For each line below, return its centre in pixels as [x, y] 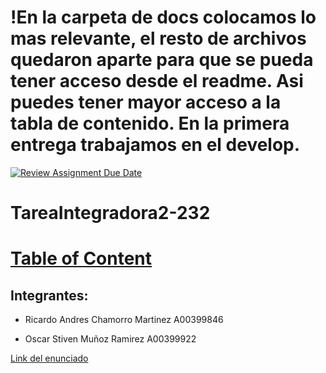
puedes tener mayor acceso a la [146, 102]
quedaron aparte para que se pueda [162, 60]
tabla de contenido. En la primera [150, 123]
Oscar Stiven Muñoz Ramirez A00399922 [110, 339]
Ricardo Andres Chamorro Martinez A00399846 [124, 320]
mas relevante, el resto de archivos [158, 38]
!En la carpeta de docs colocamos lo [163, 17]
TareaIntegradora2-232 [110, 213]
